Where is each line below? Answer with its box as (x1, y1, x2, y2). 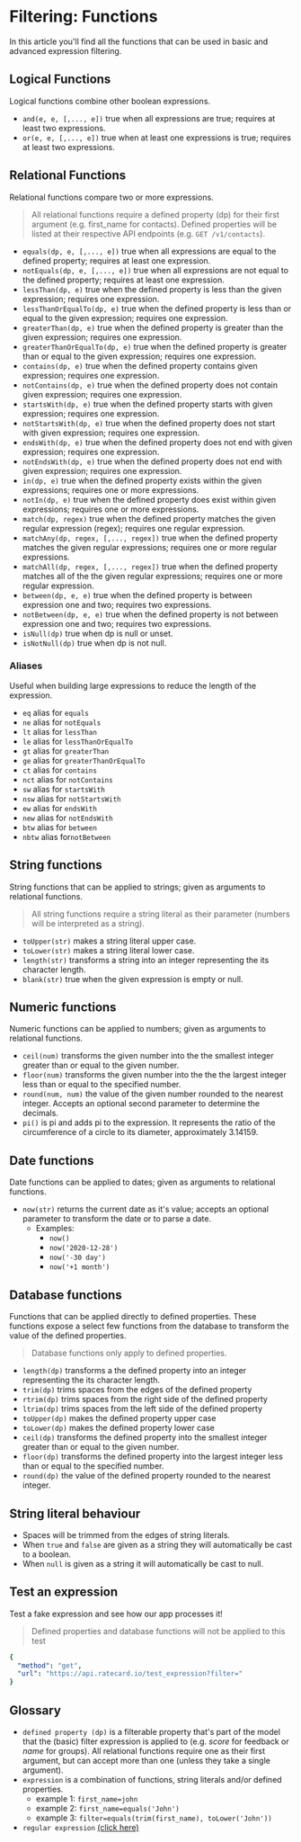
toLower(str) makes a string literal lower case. (22, 944, 195, 955)
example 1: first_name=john (35, 1793, 138, 1804)
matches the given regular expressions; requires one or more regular (22, 541, 277, 552)
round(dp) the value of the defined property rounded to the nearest (22, 1471, 271, 1481)
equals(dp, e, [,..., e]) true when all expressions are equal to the (22, 246, 277, 256)
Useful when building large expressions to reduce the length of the (9, 680, 257, 691)
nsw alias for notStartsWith (22, 793, 121, 804)
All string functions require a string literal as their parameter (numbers (31, 908, 290, 919)
